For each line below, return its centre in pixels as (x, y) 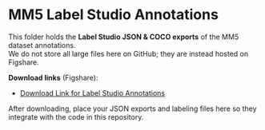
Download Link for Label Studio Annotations (92, 93)
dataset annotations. (42, 45)
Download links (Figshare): (53, 77)
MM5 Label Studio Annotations (113, 15)
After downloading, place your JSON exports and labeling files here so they (133, 108)
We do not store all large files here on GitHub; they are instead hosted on (128, 53)
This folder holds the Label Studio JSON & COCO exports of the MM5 (124, 37)
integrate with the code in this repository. (76, 116)
